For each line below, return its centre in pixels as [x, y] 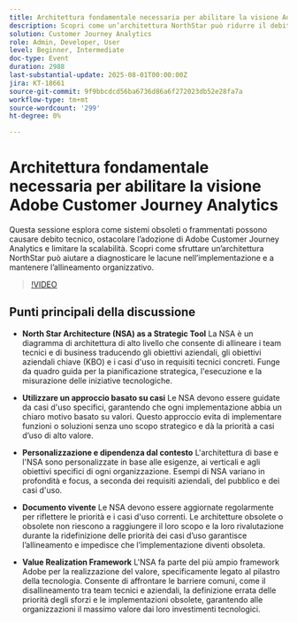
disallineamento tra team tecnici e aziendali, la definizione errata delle [149, 590]
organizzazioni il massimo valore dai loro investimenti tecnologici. [141, 609]
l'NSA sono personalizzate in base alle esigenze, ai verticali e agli [141, 462]
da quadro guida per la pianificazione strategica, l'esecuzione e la [142, 371]
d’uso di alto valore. [58, 435]
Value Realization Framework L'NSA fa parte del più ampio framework [151, 562]
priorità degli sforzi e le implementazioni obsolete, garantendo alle [142, 599]
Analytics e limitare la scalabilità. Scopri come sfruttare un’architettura [137, 249]
